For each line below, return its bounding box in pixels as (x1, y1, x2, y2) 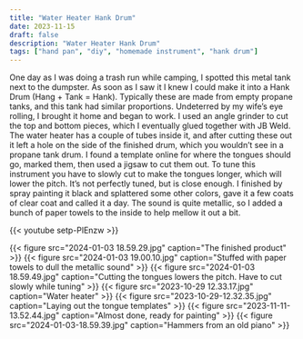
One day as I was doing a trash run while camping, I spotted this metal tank (9, 72, 291, 83)
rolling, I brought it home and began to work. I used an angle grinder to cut (9, 111, 288, 122)
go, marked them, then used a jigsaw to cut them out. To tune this (9, 159, 257, 170)
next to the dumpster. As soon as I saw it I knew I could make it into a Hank (9, 82, 290, 93)
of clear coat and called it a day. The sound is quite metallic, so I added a (9, 197, 284, 209)
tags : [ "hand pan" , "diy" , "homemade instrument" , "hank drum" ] (9, 47, 258, 56)
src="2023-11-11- (226, 301, 291, 312)
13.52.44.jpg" (9, 310, 60, 321)
